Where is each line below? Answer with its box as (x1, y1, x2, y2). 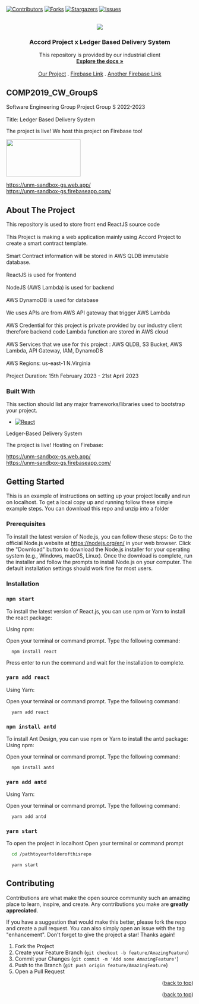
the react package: (6, 614, 52, 621)
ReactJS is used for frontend (6, 271, 77, 278)
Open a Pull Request (14, 968, 65, 975)
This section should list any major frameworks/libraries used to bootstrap (6, 401, 185, 408)
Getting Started (6, 476, 65, 487)
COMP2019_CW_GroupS (6, 87, 98, 97)
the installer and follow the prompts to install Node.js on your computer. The (6, 559, 192, 566)
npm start (6, 596, 34, 603)
